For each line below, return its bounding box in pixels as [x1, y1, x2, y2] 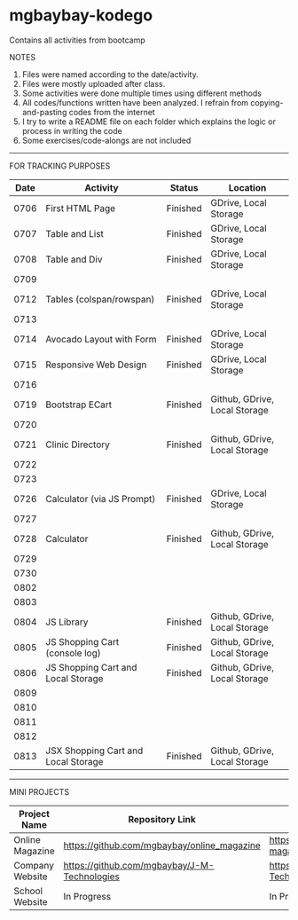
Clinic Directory [45, 438, 111, 451]
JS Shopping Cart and [45, 661, 137, 673]
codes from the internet [68, 106, 155, 117]
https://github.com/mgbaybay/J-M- [63, 859, 215, 871]
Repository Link [128, 813, 197, 825]
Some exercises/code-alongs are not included [21, 135, 192, 145]
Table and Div [45, 253, 103, 265]
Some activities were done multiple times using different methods [21, 88, 262, 98]
